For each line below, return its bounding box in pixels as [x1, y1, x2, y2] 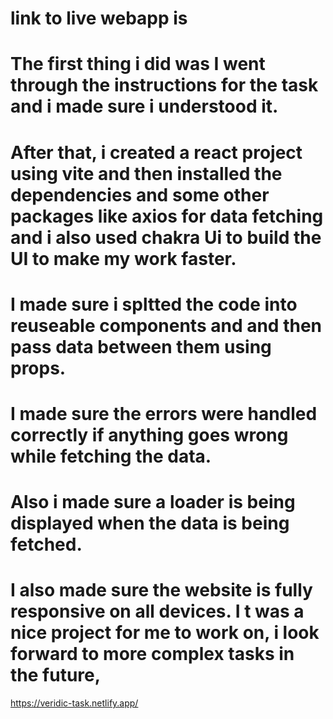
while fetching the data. [10, 445, 212, 467]
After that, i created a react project [10, 141, 303, 164]
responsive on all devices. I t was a [10, 600, 305, 623]
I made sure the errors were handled [10, 402, 318, 425]
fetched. [10, 533, 83, 556]
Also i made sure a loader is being [10, 491, 296, 514]
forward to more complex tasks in [10, 643, 295, 666]
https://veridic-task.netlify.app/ [10, 697, 139, 709]
